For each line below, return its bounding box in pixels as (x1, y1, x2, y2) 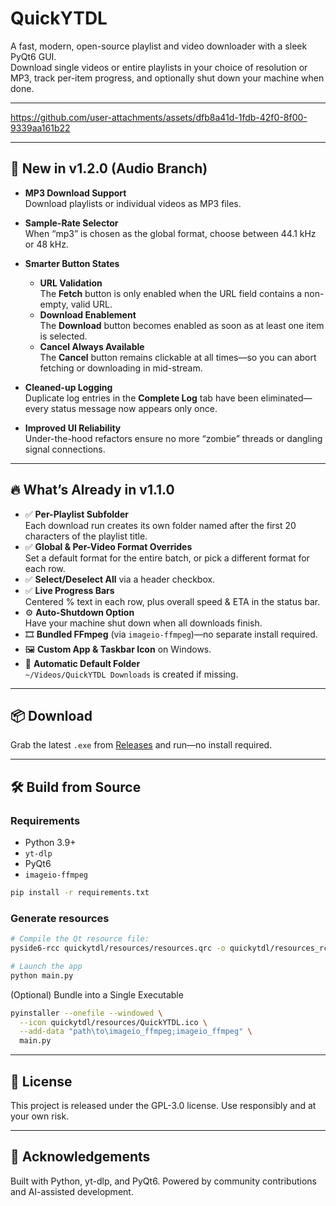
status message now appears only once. (50, 402, 218, 414)
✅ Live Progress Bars (24, 584, 115, 596)
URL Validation (39, 277, 103, 289)
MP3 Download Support (24, 187, 127, 199)
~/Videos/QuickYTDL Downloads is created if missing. (24, 668, 239, 680)
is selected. (39, 330, 88, 342)
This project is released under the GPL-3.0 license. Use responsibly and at (10, 1100, 317, 1112)
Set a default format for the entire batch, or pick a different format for (24, 552, 310, 564)
